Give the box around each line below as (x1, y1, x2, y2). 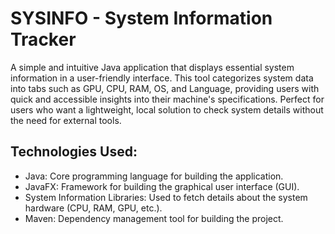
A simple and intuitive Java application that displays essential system (10, 61, 295, 73)
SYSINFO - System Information (10, 7, 273, 30)
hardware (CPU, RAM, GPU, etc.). (24, 202, 163, 214)
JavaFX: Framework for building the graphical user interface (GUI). (24, 180, 300, 192)
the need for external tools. (10, 114, 122, 126)
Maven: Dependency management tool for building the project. (24, 212, 284, 224)
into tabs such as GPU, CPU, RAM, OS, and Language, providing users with (10, 82, 320, 94)
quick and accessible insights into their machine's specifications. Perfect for (10, 93, 325, 105)
